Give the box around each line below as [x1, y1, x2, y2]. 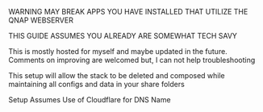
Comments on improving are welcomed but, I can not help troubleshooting [8, 56, 256, 64]
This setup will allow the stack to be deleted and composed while [8, 71, 226, 80]
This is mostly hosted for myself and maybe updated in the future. [8, 47, 228, 56]
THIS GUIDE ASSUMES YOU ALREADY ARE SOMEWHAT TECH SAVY [8, 31, 238, 40]
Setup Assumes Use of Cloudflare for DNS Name [8, 95, 171, 104]
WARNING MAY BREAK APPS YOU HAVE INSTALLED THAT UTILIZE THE [8, 7, 248, 16]
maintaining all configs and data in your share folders [8, 80, 186, 89]
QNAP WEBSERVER [8, 15, 74, 25]
